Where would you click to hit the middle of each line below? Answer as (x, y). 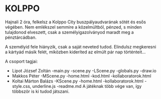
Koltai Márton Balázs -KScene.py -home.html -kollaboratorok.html (78, 81)
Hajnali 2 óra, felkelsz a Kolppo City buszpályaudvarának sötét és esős (75, 22)
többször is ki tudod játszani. (41, 91)
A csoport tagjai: (22, 61)
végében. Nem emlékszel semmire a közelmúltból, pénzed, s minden (73, 27)
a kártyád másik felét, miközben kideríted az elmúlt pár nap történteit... (75, 52)
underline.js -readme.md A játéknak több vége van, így (87, 86)
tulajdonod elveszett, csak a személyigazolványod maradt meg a (69, 32)
